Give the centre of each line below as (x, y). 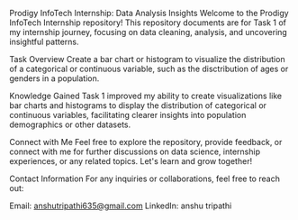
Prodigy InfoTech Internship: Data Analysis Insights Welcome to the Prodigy (149, 13)
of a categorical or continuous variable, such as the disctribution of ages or (149, 69)
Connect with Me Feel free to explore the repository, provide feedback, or (146, 142)
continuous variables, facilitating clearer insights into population (128, 115)
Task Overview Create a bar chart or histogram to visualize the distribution (147, 59)
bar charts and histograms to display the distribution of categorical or (138, 105)
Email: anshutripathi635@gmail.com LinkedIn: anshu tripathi (121, 206)
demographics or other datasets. (70, 124)
